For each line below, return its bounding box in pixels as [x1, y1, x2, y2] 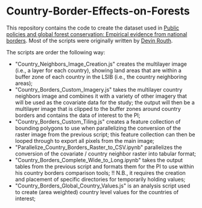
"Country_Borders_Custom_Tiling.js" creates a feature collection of [14, 118, 181, 125]
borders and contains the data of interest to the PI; [14, 112, 140, 119]
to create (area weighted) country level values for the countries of [14, 188, 179, 195]
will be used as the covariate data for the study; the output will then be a [14, 98, 195, 106]
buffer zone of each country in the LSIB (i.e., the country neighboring [14, 73, 187, 80]
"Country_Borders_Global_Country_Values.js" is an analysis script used [14, 182, 191, 189]
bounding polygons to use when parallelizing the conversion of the [14, 124, 181, 131]
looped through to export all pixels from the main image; [14, 137, 155, 144]
